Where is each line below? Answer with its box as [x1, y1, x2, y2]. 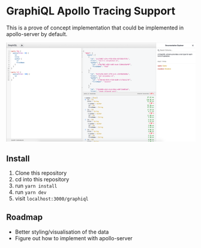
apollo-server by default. [6, 30, 68, 37]
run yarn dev [14, 189, 47, 196]
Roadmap [6, 212, 43, 223]
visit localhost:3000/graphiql [14, 195, 89, 202]
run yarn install [14, 182, 58, 190]
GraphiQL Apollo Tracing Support [6, 4, 176, 18]
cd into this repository [14, 176, 70, 183]
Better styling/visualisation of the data [14, 228, 109, 235]
